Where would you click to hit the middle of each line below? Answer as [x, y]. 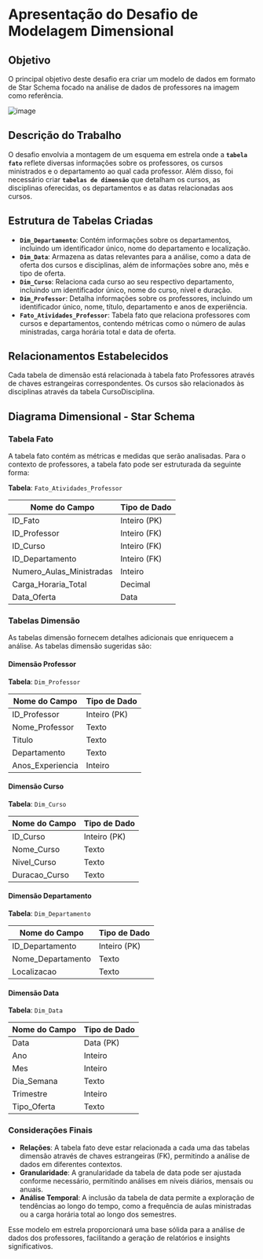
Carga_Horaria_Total [49, 584]
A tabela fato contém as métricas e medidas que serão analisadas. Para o [127, 456]
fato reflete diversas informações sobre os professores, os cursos [116, 163]
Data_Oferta [34, 597]
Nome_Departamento [52, 959]
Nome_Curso [36, 849]
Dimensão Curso [36, 786]
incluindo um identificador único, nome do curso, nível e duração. [126, 290]
